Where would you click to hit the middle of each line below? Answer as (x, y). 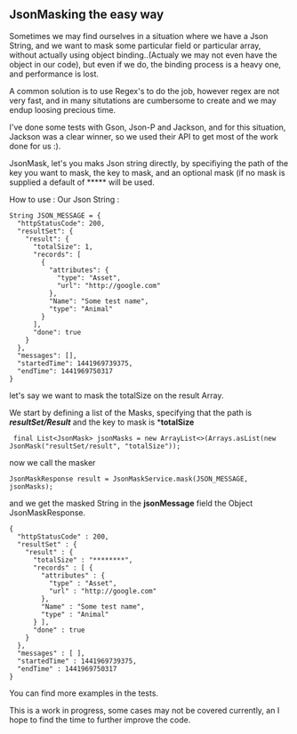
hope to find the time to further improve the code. (100, 720)
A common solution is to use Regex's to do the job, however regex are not (144, 91)
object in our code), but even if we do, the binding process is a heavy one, (145, 64)
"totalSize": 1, (63, 247)
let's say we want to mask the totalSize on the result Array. (116, 395)
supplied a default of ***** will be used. (82, 182)
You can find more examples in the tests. (84, 693)
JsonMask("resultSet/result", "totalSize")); (95, 446)
